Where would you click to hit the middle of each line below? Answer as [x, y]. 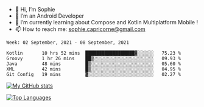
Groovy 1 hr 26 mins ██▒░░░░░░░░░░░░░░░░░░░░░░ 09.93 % [94, 58]
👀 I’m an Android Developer [49, 16]
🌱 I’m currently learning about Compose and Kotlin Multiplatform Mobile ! [107, 22]
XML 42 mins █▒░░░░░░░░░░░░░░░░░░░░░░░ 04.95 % [94, 69]
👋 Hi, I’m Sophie [35, 9]
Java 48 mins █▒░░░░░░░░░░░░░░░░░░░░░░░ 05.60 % [94, 64]
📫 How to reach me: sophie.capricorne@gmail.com [80, 29]
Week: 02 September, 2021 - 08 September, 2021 [68, 43]
